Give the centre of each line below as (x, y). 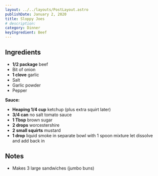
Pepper (20, 90)
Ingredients (23, 52)
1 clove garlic (25, 75)
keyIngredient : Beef (26, 32)
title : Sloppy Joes (25, 19)
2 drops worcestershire (36, 125)
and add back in (28, 141)
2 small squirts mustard (36, 130)
